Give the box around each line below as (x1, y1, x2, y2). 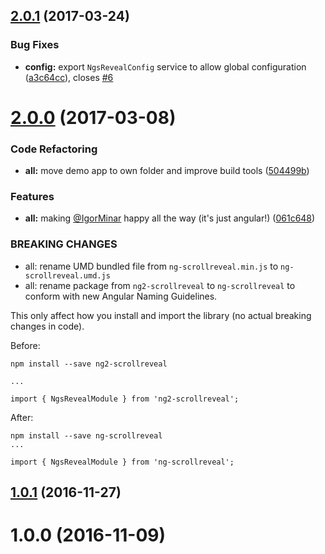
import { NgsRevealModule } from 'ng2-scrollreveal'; (10, 394, 240, 404)
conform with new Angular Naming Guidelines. (24, 290, 218, 302)
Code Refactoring (10, 142, 98, 156)
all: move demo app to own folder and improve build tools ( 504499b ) (24, 165, 310, 177)
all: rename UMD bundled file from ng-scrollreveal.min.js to (24, 260, 279, 272)
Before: (10, 339, 41, 351)
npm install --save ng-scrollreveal (10, 430, 163, 441)
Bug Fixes (10, 38, 60, 52)
